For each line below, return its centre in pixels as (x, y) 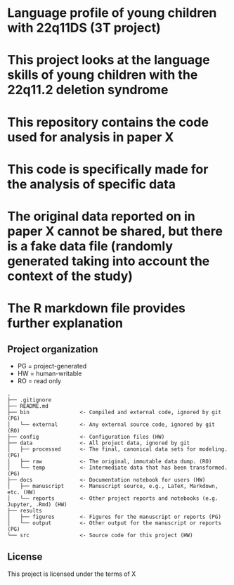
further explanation (65, 323)
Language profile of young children (112, 13)
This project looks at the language (109, 60)
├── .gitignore (30, 400)
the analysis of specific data (91, 184)
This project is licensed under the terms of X (72, 574)
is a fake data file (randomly (90, 246)
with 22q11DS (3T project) (84, 28)
